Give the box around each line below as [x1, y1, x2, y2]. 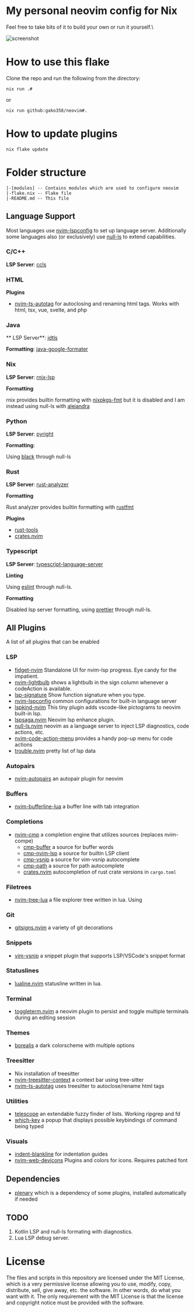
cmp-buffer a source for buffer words [23, 843, 114, 850]
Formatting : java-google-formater [6, 345, 89, 352]
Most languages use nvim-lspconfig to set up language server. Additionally [6, 227, 187, 234]
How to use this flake [6, 56, 110, 68]
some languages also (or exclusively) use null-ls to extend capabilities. [6, 233, 176, 240]
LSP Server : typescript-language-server [6, 560, 103, 567]
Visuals [6, 1137, 28, 1145]
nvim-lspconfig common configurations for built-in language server [14, 697, 177, 704]
